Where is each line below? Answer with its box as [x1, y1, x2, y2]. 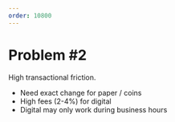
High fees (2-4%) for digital [19, 96, 112, 106]
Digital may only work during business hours [19, 104, 168, 114]
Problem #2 [8, 45, 87, 64]
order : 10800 [8, 11, 52, 20]
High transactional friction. [8, 73, 96, 82]
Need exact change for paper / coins [19, 88, 142, 97]
